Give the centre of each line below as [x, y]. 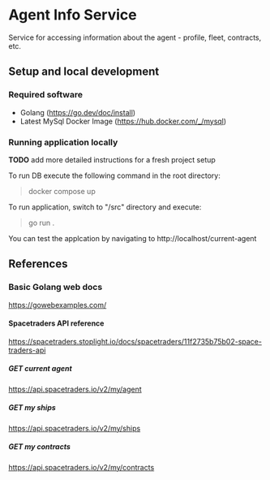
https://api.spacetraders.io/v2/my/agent [75, 389]
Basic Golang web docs [56, 288]
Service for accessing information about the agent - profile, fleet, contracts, [135, 37]
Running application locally [63, 142]
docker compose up [62, 191]
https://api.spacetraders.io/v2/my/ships [75, 428]
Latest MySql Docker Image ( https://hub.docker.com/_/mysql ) [123, 121]
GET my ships [32, 408]
